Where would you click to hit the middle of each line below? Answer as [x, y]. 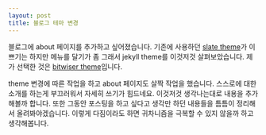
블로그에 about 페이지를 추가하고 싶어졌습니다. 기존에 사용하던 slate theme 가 [128, 46]
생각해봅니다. [29, 123]
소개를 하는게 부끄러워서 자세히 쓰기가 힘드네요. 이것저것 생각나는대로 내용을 [126, 93]
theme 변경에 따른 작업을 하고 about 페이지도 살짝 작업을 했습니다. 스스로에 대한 [132, 83]
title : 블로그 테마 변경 [44, 23]
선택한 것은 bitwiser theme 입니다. [69, 66]
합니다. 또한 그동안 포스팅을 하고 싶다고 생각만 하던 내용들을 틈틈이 [132, 103]
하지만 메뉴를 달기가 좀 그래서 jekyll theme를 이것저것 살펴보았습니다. [137, 56]
